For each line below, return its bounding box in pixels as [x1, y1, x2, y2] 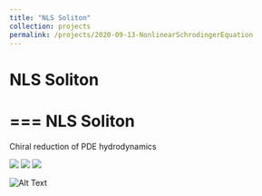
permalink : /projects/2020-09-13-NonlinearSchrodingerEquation [9, 30, 254, 39]
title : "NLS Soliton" [9, 13, 92, 23]
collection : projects [9, 22, 92, 31]
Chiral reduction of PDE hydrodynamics [9, 141, 157, 152]
